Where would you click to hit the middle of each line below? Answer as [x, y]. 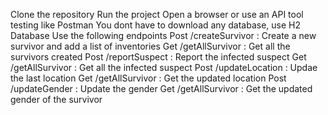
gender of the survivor [56, 99]
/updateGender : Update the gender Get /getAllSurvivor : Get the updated [161, 88]
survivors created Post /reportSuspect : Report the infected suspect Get [158, 57]
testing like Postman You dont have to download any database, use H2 [155, 25]
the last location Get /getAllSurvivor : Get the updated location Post [148, 78]
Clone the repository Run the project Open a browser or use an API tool [157, 14]
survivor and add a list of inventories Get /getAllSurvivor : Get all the [150, 46]
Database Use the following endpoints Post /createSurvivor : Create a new [163, 35]
